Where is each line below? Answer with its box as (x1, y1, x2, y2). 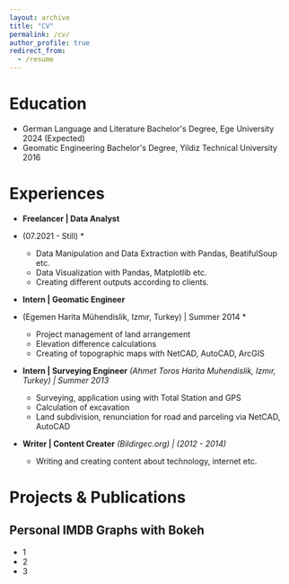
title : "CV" (9, 22, 54, 31)
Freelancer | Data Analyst (22, 213, 120, 224)
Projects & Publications (9, 487, 187, 508)
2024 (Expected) (22, 132, 85, 144)
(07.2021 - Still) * (22, 230, 85, 241)
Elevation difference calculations (35, 338, 157, 349)
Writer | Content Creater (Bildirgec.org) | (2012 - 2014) (22, 438, 227, 449)
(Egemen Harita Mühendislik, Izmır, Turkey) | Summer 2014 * (22, 311, 247, 322)
